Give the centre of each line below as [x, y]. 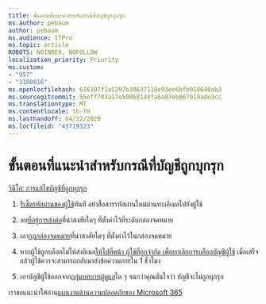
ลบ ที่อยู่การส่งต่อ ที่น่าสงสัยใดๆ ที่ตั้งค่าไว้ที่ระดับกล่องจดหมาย [96, 220]
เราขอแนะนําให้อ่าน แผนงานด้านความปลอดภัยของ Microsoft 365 [95, 292]
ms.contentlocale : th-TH [49, 112]
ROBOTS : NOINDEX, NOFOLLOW [53, 52]
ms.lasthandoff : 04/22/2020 [55, 119]
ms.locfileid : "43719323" [51, 126]
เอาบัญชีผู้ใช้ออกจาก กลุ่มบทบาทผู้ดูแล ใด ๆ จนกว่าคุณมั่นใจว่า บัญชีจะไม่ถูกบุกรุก [121, 276]
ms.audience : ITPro [40, 38]
